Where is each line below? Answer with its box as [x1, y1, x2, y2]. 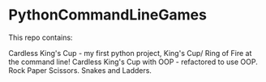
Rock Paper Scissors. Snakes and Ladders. [8, 65, 152, 75]
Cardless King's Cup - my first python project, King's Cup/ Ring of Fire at [8, 48, 252, 58]
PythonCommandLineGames [8, 6, 207, 24]
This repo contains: [8, 32, 73, 42]
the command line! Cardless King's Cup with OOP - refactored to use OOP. [8, 57, 258, 67]
